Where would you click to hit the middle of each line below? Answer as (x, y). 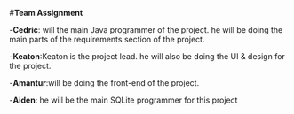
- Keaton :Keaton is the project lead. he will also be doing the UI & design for (147, 56)
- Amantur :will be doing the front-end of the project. (104, 83)
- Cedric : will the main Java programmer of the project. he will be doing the (146, 30)
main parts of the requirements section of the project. (107, 39)
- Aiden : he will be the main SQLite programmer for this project (123, 100)
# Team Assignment (46, 13)
